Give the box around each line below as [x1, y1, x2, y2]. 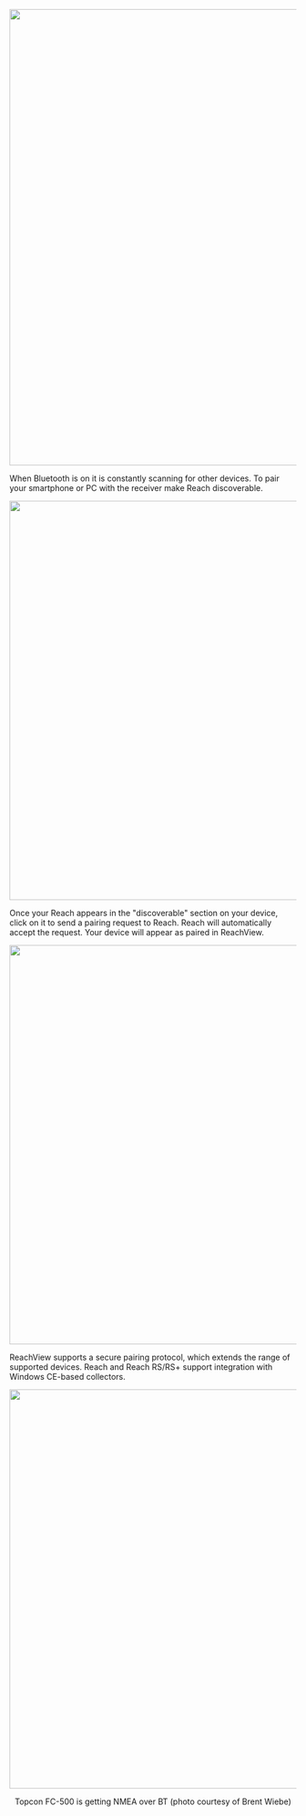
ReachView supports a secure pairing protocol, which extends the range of [9, 1352, 291, 1362]
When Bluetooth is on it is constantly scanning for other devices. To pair [9, 473, 280, 484]
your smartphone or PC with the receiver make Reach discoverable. [9, 483, 263, 493]
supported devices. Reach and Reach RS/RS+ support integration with [9, 1362, 273, 1372]
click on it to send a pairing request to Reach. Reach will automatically [9, 917, 272, 928]
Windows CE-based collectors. [9, 1372, 126, 1382]
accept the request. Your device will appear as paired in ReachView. [9, 927, 264, 937]
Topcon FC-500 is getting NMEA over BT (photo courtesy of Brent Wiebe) [15, 1796, 291, 1807]
